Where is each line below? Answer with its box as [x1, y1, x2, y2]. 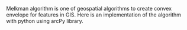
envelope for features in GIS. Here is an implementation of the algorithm [6, 11, 182, 18]
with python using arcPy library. [6, 18, 84, 24]
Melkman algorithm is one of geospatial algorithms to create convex [6, 5, 172, 12]
